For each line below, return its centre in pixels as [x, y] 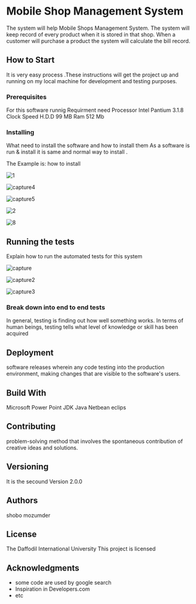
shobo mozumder [28, 515]
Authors [22, 500]
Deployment [30, 353]
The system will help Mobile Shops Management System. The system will [98, 28]
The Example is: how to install [43, 164]
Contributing [31, 427]
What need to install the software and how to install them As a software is [98, 146]
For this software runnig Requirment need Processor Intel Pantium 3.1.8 [95, 110]
